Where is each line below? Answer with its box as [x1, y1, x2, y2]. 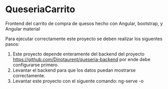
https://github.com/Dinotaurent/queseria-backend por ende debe [12, 56, 151, 62]
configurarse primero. [12, 62, 59, 68]
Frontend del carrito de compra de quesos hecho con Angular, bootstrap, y [5, 20, 163, 26]
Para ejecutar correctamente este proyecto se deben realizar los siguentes [5, 36, 162, 42]
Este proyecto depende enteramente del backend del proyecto [12, 51, 145, 57]
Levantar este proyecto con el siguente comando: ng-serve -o [12, 78, 144, 84]
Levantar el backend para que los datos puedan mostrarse [12, 67, 136, 73]
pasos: [5, 41, 19, 47]
